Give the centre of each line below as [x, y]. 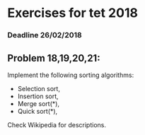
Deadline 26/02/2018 [45, 35]
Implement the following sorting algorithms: [71, 75]
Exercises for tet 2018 [72, 13]
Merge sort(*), [39, 103]
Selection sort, [39, 88]
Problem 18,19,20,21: [54, 58]
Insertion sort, [38, 96]
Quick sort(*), [37, 111]
